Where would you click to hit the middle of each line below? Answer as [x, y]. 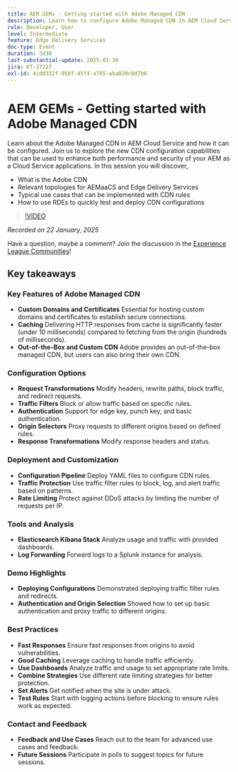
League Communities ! [39, 251]
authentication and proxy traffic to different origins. [92, 611]
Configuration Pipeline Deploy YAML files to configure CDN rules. [114, 475]
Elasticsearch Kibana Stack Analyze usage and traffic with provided [118, 540]
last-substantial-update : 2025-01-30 [63, 60]
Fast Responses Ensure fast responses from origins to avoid [106, 645]
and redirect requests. [50, 396]
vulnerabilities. [39, 653]
